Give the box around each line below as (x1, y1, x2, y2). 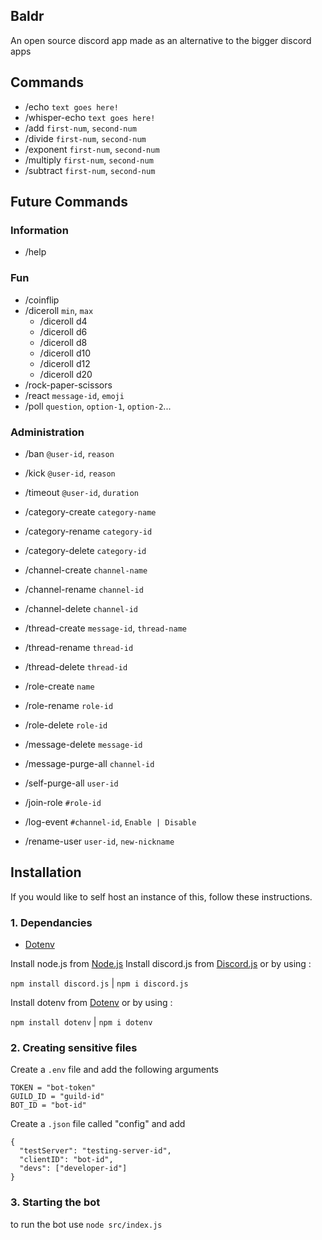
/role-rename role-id (24, 699, 114, 711)
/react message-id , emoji (24, 389, 125, 401)
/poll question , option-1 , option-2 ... (24, 400, 172, 412)
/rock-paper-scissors (24, 379, 113, 391)
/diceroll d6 (39, 325, 88, 338)
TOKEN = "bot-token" (10, 1083, 97, 1093)
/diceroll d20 (39, 368, 93, 380)
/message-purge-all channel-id (24, 757, 155, 769)
